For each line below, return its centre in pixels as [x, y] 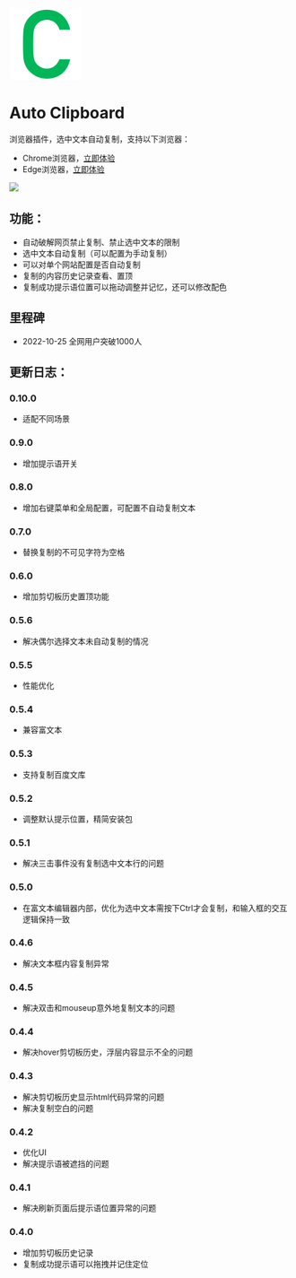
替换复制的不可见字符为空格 [74, 552]
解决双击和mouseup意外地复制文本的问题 [99, 1008]
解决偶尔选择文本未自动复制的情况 [85, 641]
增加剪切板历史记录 [58, 1252]
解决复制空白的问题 [58, 1108]
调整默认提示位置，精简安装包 [77, 819]
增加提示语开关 [50, 463]
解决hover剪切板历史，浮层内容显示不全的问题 [108, 1052]
